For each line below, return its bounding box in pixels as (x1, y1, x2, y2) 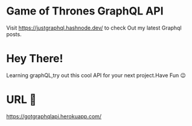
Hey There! (6, 52, 63, 66)
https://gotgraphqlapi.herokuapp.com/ (6, 113, 101, 120)
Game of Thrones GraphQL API (6, 4, 164, 18)
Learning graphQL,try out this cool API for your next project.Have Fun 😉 (6, 71, 186, 79)
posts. (6, 30, 22, 37)
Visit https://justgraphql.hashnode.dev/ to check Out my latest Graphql (6, 24, 182, 31)
